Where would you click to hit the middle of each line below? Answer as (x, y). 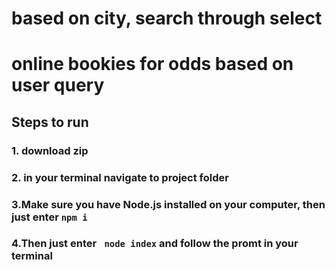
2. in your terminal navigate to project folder (120, 177)
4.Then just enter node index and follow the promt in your (155, 244)
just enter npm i (49, 217)
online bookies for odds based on (152, 64)
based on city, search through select (167, 18)
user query (58, 85)
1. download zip (50, 150)
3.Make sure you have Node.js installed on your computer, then (168, 204)
